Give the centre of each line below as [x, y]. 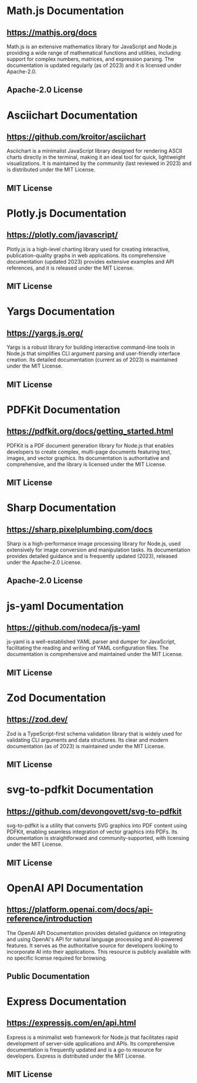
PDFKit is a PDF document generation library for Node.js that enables [90, 445]
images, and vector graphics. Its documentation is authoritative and [88, 458]
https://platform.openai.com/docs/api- [80, 909]
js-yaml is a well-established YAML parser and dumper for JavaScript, [91, 642]
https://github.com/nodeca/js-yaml [73, 628]
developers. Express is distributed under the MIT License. [76, 1056]
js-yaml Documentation [65, 606]
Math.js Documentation [65, 11]
